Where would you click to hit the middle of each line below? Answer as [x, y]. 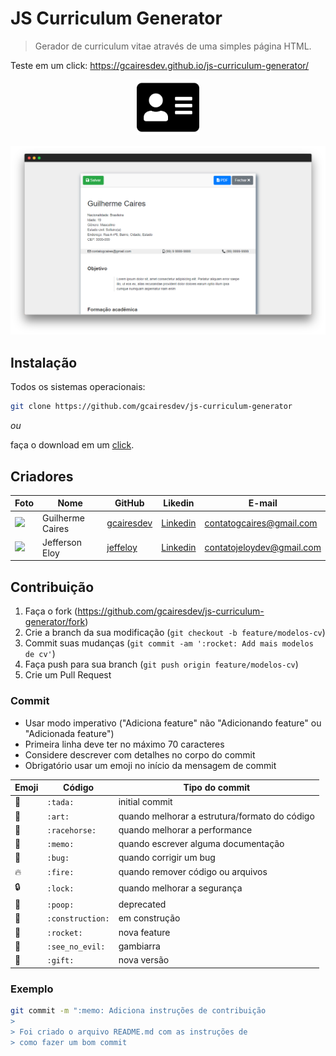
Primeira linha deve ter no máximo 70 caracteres [124, 744]
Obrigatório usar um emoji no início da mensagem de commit [150, 765]
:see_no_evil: [76, 947]
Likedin [179, 503]
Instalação [44, 362]
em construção [149, 918]
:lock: [60, 889]
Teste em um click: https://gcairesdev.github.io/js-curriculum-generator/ [160, 65]
